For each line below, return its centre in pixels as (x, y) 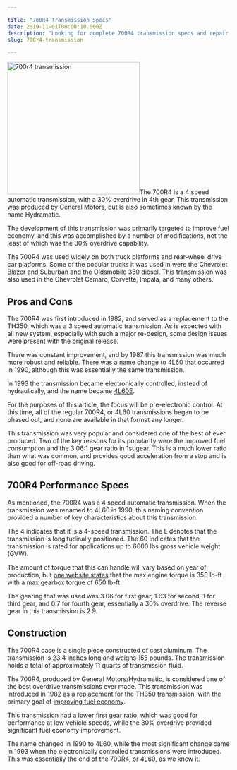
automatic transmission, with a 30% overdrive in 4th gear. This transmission (117, 200)
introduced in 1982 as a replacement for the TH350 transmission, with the (114, 694)
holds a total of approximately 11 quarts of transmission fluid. (95, 665)
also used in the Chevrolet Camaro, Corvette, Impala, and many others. (110, 279)
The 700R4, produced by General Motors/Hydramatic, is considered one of (116, 679)
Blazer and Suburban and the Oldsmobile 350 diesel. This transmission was (117, 272)
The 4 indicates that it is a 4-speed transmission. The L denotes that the (112, 531)
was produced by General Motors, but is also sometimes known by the (110, 207)
